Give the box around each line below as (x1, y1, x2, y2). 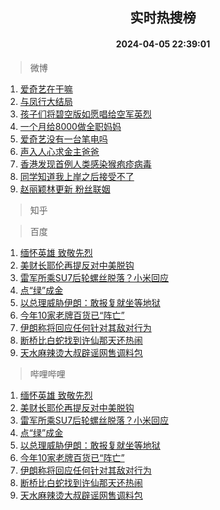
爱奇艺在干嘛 (19, 83, 73, 95)
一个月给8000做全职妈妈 (19, 120, 122, 132)
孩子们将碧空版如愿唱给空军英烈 (19, 108, 152, 120)
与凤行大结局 (19, 95, 73, 107)
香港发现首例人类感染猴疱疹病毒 (19, 158, 152, 170)
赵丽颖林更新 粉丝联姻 (19, 183, 111, 195)
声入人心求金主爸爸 (19, 145, 100, 157)
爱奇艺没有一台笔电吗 (19, 133, 108, 145)
